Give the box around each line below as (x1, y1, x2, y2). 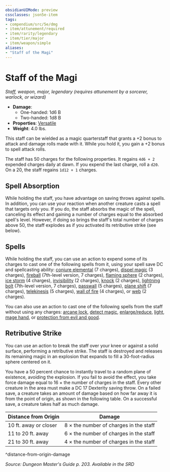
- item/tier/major (5, 36, 44, 41)
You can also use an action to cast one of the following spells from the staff (5, 304, 163, 310)
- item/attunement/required (5, 26, 65, 32)
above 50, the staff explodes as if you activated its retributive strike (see (5, 222, 156, 228)
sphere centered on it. (5, 359, 52, 365)
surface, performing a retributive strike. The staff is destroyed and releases (5, 348, 162, 354)
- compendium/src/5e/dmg (5, 21, 58, 27)
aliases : (5, 45, 24, 50)
